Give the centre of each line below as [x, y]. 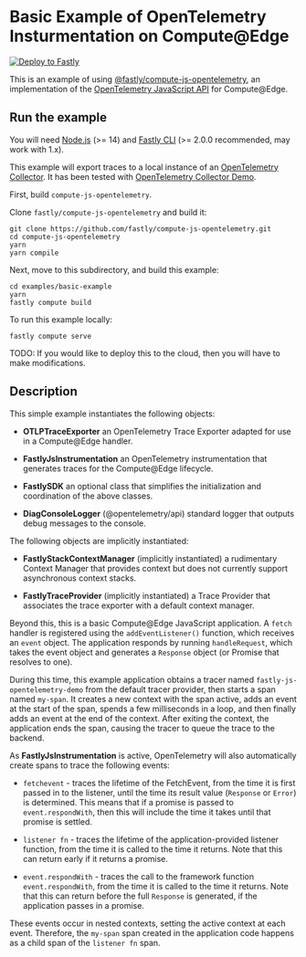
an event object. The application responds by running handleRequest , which [151, 642]
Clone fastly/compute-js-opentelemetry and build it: [108, 212]
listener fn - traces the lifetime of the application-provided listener [151, 839]
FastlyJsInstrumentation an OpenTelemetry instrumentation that [145, 458]
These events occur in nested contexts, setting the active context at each [148, 923]
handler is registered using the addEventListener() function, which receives [152, 633]
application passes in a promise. [83, 905]
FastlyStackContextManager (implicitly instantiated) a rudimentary [150, 558]
